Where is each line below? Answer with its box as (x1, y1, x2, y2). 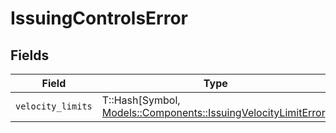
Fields (10, 47, 50, 64)
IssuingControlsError (10, 7, 189, 30)
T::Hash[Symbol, (101, 93, 181, 107)
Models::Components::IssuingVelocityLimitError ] (101, 106, 330, 119)
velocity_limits (15, 101, 93, 112)
